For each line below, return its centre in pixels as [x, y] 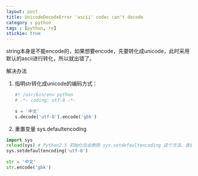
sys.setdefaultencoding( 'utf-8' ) [47, 151]
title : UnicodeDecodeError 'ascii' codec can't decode [75, 17]
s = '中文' [27, 111]
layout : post [22, 12]
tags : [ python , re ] [32, 28]
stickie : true [24, 34]
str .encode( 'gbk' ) [29, 167]
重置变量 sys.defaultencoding [50, 129]
